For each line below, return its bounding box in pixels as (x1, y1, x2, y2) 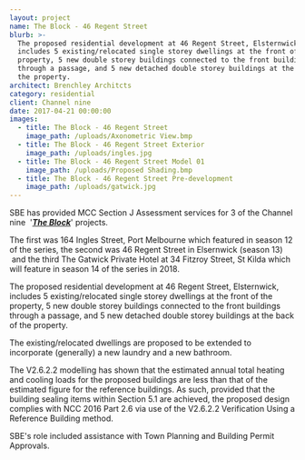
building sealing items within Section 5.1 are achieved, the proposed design (9, 394, 290, 405)
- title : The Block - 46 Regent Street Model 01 (17, 156, 205, 166)
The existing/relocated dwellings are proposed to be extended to (9, 337, 252, 348)
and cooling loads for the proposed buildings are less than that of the (9, 375, 268, 385)
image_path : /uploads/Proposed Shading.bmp (25, 165, 193, 175)
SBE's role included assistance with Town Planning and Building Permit (9, 431, 275, 442)
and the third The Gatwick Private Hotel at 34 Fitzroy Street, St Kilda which (11, 254, 291, 265)
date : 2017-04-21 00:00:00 (9, 106, 112, 115)
